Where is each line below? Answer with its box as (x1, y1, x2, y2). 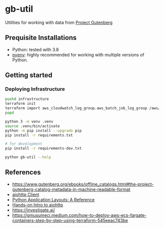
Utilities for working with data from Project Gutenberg (5, 19, 113, 25)
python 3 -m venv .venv (5, 119, 54, 124)
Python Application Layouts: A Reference (12, 196, 95, 203)
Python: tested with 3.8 (12, 46, 59, 52)
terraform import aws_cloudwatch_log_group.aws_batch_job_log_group (5, 106, 147, 111)
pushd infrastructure (5, 96, 49, 102)
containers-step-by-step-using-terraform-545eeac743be (12, 217, 128, 223)
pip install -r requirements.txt (5, 133, 73, 137)
